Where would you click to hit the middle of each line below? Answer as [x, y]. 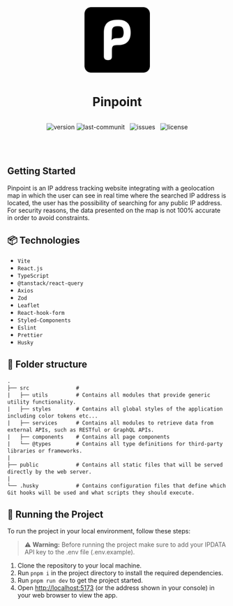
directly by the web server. [50, 472]
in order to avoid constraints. [48, 217]
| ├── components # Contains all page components [89, 437]
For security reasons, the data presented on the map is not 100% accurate [114, 210]
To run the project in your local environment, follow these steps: [99, 531]
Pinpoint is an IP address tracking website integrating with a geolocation [111, 188]
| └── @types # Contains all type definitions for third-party [115, 444]
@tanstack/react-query [50, 283]
